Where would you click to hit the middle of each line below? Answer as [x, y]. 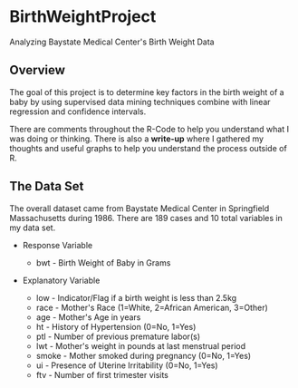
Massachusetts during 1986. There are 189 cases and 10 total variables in [146, 218]
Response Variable [58, 245]
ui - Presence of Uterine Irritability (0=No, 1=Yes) [127, 365]
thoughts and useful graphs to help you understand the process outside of [148, 148]
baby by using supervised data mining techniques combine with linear [140, 102]
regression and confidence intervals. [78, 112]
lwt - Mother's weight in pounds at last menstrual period [141, 345]
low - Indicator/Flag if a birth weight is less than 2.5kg [136, 297]
